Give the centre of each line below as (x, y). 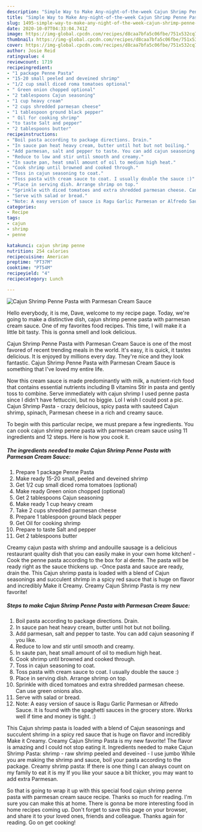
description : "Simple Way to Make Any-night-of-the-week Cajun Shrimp (97, 12)
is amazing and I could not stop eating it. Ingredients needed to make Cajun (100, 747)
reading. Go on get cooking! (41, 822)
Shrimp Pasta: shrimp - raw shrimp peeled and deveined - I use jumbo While (101, 753)
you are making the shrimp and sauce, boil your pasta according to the (94, 759)
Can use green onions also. (49, 691)
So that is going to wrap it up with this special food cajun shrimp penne (94, 790)
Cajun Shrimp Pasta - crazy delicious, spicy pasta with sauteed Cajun (93, 406)
